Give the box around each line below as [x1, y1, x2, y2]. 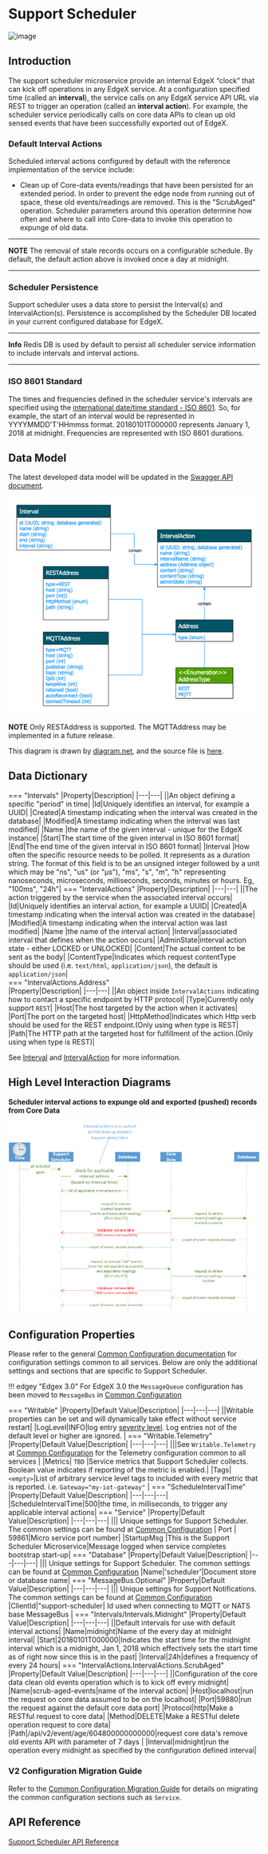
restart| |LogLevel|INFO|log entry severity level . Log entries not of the [8, 1423, 238, 1432]
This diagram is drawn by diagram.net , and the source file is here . [8, 745, 225, 756]
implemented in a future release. [8, 730, 115, 740]
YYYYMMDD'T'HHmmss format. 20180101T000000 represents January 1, [8, 419, 250, 429]
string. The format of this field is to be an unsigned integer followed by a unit [8, 858, 260, 868]
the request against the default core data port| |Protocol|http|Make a [8, 1703, 234, 1712]
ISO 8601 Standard [8, 376, 82, 387]
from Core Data [8, 1105, 61, 1115]
